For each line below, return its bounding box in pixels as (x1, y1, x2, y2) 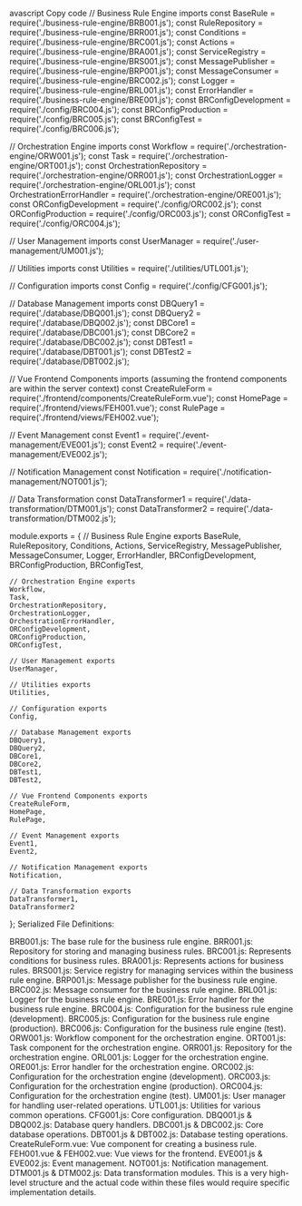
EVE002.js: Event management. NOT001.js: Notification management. (9, 1158, 269, 1169)
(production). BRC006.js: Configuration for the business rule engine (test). (9, 1023, 287, 1034)
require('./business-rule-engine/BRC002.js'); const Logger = (9, 75, 236, 85)
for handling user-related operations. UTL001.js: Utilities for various (9, 1100, 261, 1111)
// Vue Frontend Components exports (9, 791, 148, 800)
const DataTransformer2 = (116, 504, 216, 514)
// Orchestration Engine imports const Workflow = (9, 141, 196, 152)
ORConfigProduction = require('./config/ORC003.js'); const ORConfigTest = (9, 209, 292, 219)
